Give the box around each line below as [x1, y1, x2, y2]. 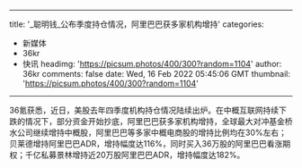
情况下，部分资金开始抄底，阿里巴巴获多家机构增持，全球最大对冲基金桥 [24, 116, 293, 126]
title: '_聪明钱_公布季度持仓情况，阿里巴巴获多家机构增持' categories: [9, 19, 265, 29]
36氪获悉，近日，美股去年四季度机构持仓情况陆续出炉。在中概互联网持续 [9, 105, 280, 115]
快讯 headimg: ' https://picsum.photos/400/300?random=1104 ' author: [22, 59, 282, 69]
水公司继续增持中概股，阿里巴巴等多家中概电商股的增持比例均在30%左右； [9, 127, 288, 138]
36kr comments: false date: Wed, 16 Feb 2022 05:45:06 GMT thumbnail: [22, 69, 290, 79]
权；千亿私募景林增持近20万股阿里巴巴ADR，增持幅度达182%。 [9, 149, 245, 160]
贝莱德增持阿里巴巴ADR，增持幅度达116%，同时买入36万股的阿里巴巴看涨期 [9, 139, 290, 148]
